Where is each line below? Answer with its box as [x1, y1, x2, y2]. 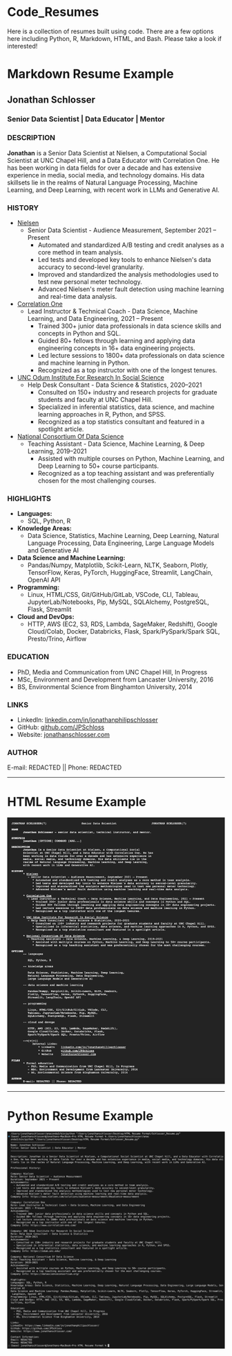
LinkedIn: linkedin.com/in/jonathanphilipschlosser [17, 715, 158, 724]
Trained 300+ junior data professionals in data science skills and [37, 322, 222, 330]
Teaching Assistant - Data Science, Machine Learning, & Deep [27, 440, 205, 448]
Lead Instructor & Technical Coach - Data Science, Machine [27, 307, 198, 315]
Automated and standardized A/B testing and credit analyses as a [37, 241, 224, 250]
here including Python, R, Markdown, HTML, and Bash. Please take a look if [7, 34, 222, 42]
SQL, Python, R [27, 517, 71, 525]
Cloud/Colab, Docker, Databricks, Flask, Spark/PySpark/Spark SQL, [27, 627, 220, 636]
